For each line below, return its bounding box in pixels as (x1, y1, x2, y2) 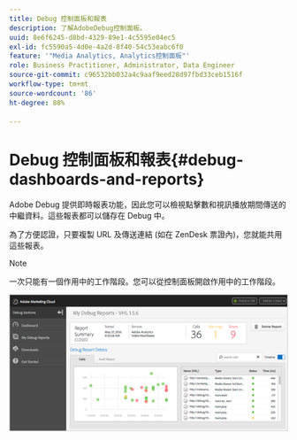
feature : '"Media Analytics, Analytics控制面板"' (9, 51, 190, 61)
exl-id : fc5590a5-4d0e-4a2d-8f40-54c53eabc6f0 (9, 42, 184, 51)
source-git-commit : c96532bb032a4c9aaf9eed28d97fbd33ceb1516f (9, 71, 243, 80)
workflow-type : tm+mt (9, 80, 89, 89)
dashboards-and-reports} (9, 169, 205, 189)
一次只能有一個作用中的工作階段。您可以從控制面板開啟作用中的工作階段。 (9, 276, 280, 287)
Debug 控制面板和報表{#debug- (9, 150, 244, 170)
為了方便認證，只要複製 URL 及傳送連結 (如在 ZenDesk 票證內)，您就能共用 (9, 229, 283, 240)
